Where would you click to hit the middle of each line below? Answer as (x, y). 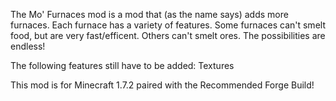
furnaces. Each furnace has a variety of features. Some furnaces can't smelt (168, 25)
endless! (28, 46)
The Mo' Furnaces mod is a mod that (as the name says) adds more (149, 14)
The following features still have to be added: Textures (122, 65)
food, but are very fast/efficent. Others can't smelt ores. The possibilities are (168, 35)
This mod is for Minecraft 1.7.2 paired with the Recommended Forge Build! (162, 85)
